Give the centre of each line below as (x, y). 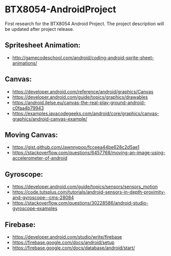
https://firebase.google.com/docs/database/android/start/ (73, 248)
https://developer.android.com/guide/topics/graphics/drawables (80, 97)
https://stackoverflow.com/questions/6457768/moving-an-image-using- (89, 153)
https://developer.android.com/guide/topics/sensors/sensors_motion (85, 187)
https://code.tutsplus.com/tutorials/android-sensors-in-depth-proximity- (89, 192)
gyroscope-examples (35, 208)
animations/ (25, 63)
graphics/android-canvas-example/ (50, 119)
